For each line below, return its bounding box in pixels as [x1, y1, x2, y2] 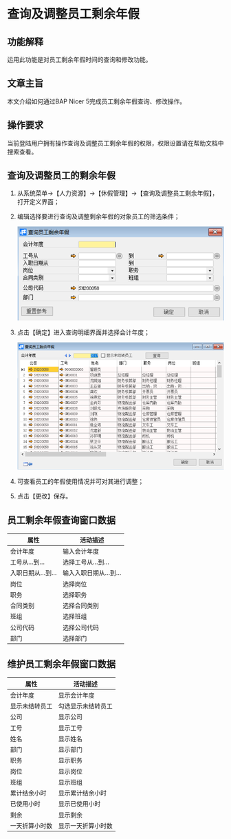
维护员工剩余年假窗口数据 [7, 658, 115, 669]
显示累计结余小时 [58, 789, 107, 797]
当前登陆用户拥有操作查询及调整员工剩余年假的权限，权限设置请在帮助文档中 [7, 139, 224, 147]
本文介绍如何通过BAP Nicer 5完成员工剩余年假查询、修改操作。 [7, 97, 186, 105]
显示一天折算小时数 [58, 821, 113, 829]
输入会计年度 [63, 547, 100, 555]
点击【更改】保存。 [16, 492, 72, 501]
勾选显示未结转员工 [58, 702, 113, 710]
